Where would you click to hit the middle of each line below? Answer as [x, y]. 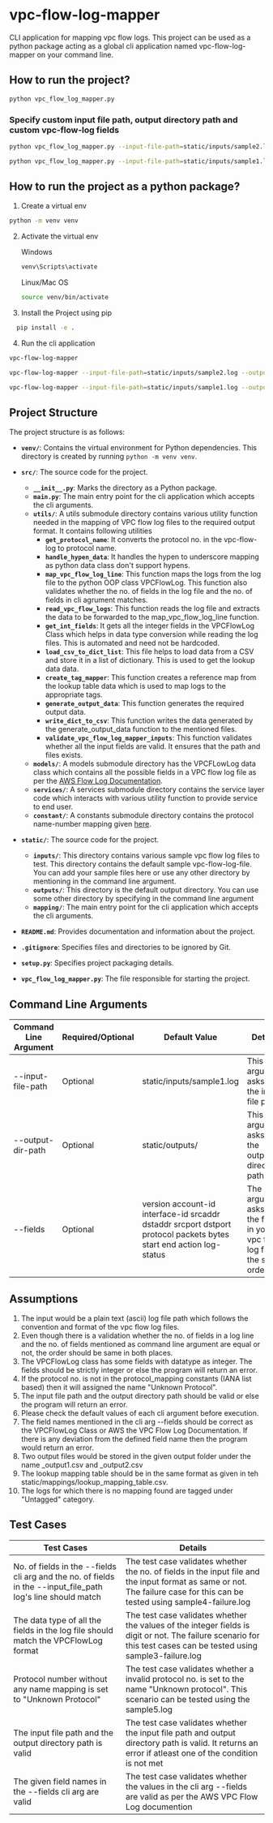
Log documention [159, 1807]
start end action [172, 1245]
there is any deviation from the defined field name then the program [134, 1439]
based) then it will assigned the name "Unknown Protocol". [119, 1387]
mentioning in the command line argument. [105, 881]
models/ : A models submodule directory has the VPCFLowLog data [144, 763]
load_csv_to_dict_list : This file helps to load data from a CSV [149, 651]
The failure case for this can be [184, 1592]
